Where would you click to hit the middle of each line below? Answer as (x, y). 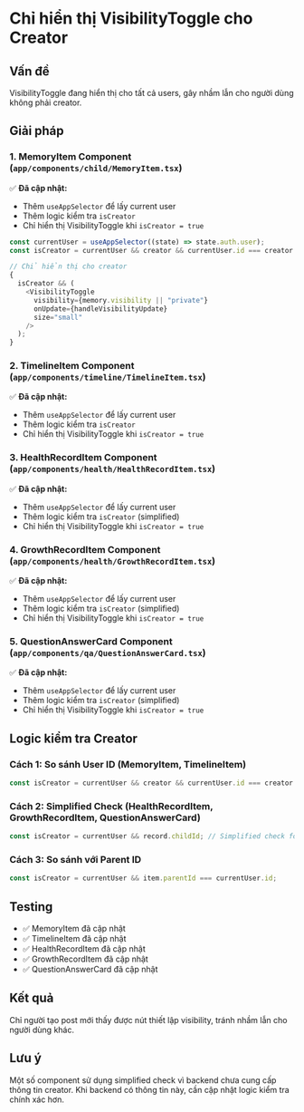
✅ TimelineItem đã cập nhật (74, 939)
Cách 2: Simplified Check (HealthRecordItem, (111, 806)
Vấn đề (29, 71)
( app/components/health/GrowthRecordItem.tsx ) (112, 561)
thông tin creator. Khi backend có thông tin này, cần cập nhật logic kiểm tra (149, 1089)
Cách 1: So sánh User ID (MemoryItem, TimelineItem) (128, 764)
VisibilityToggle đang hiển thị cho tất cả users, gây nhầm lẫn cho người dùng (152, 93)
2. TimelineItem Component (72, 366)
